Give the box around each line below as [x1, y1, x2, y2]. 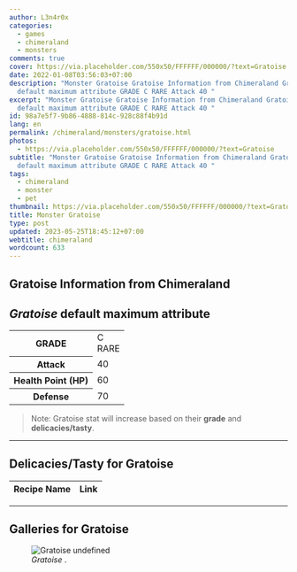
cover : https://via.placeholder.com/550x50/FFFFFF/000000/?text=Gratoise [9, 63, 287, 72]
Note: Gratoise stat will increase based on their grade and [30, 413, 242, 423]
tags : [9, 169, 29, 178]
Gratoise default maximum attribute [9, 306, 210, 321]
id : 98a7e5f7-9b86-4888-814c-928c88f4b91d [9, 112, 168, 120]
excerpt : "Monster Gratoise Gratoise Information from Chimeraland [9, 95, 263, 104]
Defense [32, 390, 70, 403]
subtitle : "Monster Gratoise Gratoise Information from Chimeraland [9, 152, 267, 162]
